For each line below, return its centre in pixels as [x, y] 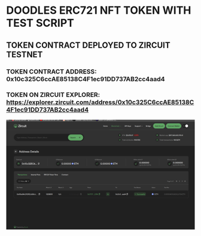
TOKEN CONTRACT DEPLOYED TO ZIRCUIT [88, 45]
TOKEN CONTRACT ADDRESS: [51, 71]
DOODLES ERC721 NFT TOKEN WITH [99, 10]
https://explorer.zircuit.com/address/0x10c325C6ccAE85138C [100, 102]
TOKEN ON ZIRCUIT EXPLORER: [53, 95]
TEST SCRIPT [40, 23]
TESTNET [25, 54]
